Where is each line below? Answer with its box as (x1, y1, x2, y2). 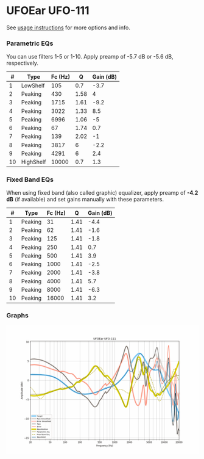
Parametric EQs (6, 39, 54, 48)
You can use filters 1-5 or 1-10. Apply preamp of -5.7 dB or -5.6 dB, (6, 53, 174, 60)
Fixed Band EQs (6, 175, 54, 184)
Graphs (6, 311, 29, 320)
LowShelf (21, 82, 45, 89)
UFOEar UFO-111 (6, 4, 90, 18)
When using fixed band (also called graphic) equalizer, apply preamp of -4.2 (6, 189, 199, 197)
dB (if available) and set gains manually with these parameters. (6, 196, 164, 203)
